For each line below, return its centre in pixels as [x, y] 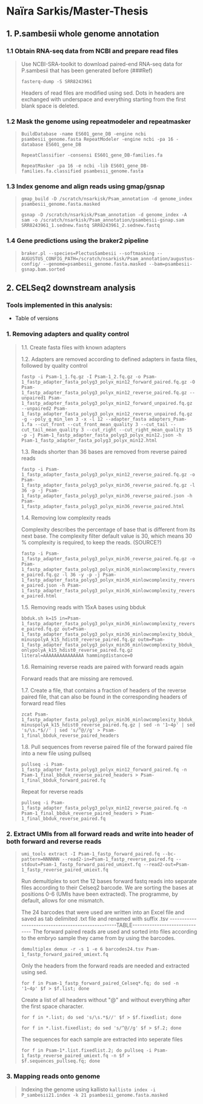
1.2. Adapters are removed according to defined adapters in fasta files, [109, 359]
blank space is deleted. [50, 106]
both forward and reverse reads [54, 841]
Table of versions [37, 318]
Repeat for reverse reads [52, 791]
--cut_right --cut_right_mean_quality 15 [139, 430]
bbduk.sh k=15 [39, 618]
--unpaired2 [36, 408]
